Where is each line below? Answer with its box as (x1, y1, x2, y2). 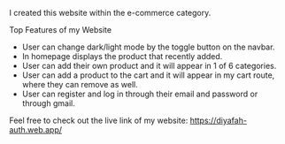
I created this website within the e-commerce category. (9, 8, 212, 18)
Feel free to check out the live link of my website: (9, 115, 189, 125)
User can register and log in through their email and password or (21, 88, 258, 99)
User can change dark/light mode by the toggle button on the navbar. (21, 42, 275, 52)
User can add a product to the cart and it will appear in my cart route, (21, 70, 275, 80)
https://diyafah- (189, 115, 248, 125)
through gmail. (21, 98, 75, 109)
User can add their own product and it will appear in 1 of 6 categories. (21, 61, 277, 71)
